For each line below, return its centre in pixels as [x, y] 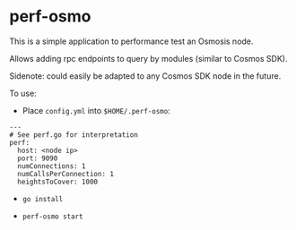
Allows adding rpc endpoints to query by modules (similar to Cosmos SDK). [148, 58]
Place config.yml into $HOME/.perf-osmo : [96, 110]
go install [43, 199]
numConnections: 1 [52, 166]
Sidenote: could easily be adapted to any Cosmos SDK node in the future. [145, 76]
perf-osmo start [52, 217]
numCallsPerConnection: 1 [66, 174]
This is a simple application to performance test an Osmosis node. [131, 41]
